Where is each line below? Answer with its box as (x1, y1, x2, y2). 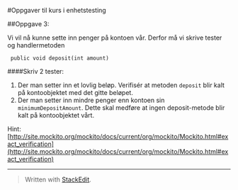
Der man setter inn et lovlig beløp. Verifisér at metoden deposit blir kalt (17, 81, 225, 89)
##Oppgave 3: (7, 20, 50, 28)
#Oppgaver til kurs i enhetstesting (7, 6, 106, 14)
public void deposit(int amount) (10, 55, 110, 62)
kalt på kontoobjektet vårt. (17, 111, 94, 119)
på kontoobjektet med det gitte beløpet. (17, 89, 133, 96)
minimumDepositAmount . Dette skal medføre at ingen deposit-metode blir (17, 104, 225, 112)
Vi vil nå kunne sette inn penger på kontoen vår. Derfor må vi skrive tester (7, 33, 222, 42)
